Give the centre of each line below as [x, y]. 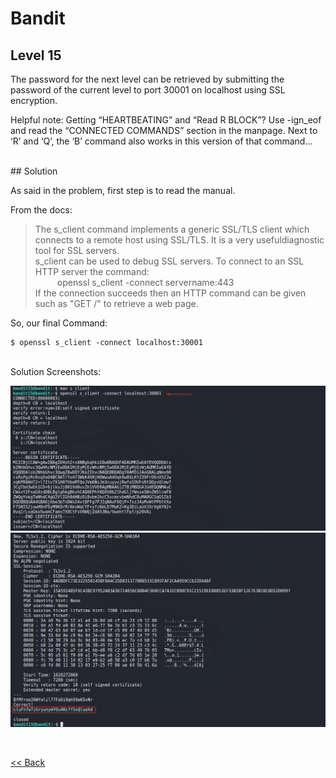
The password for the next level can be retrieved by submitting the [147, 79]
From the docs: [41, 210]
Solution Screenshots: [56, 371]
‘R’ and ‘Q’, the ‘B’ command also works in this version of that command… [161, 141]
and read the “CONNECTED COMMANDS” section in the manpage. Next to [164, 130]
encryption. [34, 100]
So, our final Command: [59, 323]
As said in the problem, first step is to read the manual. [123, 190]
